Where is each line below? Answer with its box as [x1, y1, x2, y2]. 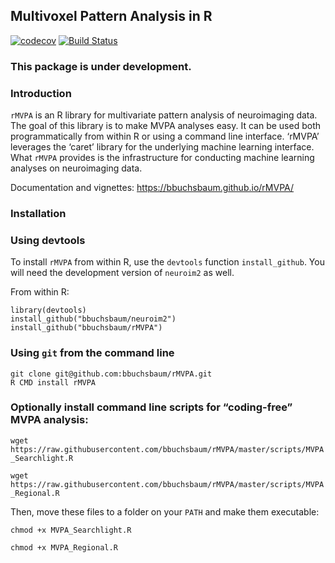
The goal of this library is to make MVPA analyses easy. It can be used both [10, 120, 321, 132]
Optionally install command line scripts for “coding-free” [10, 400, 293, 414]
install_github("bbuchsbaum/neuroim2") [10, 314, 177, 324]
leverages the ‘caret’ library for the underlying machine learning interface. [10, 141, 315, 153]
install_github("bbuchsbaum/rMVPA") [10, 323, 163, 333]
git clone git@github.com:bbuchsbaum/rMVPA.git [10, 369, 213, 379]
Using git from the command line [10, 346, 175, 360]
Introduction [10, 86, 72, 100]
